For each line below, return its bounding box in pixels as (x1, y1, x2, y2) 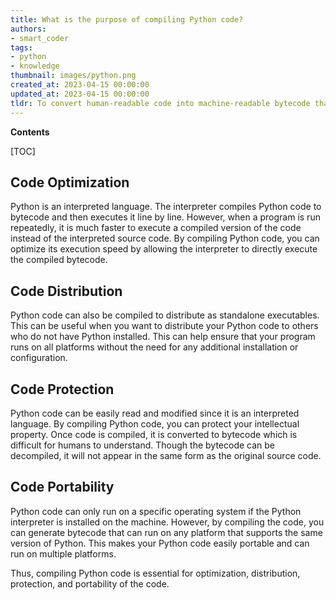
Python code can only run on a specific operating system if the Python (10, 505, 302, 517)
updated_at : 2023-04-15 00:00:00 (10, 89, 150, 99)
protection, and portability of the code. (10, 577, 170, 590)
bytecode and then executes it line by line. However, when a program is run (10, 211, 321, 223)
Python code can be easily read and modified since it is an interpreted (10, 407, 300, 419)
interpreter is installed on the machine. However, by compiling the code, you (10, 516, 325, 528)
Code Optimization (10, 174, 130, 191)
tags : (10, 42, 33, 53)
